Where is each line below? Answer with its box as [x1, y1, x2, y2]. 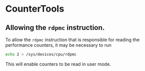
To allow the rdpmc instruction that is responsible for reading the [5, 37, 140, 43]
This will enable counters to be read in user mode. [5, 61, 111, 67]
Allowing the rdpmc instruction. [5, 23, 105, 32]
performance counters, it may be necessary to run [5, 42, 112, 48]
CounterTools [5, 3, 65, 15]
